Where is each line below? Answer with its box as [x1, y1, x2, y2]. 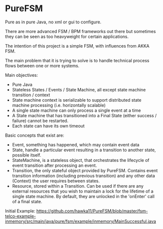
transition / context [12, 92, 50, 98]
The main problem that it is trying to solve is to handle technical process [5, 57, 149, 63]
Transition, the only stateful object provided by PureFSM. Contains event [12, 167, 158, 173]
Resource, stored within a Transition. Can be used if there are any [12, 183, 144, 189]
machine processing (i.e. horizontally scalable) [12, 102, 106, 108]
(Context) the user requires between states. [12, 178, 100, 184]
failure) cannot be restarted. [12, 118, 69, 123]
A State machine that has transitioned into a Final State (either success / [12, 112, 157, 118]
